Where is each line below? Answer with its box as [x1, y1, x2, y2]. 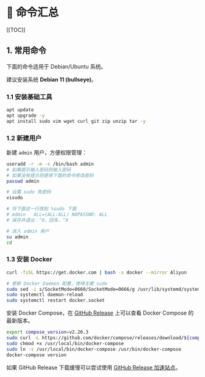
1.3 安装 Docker [6, 255, 53, 263]
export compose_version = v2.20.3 [6, 329, 88, 335]
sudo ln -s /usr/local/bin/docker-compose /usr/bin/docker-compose [6, 346, 182, 352]
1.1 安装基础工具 [6, 92, 53, 101]
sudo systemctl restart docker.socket [6, 298, 105, 304]
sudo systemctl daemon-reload [6, 291, 84, 298]
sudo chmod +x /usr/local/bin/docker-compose [6, 340, 124, 346]
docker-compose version [6, 352, 67, 358]
